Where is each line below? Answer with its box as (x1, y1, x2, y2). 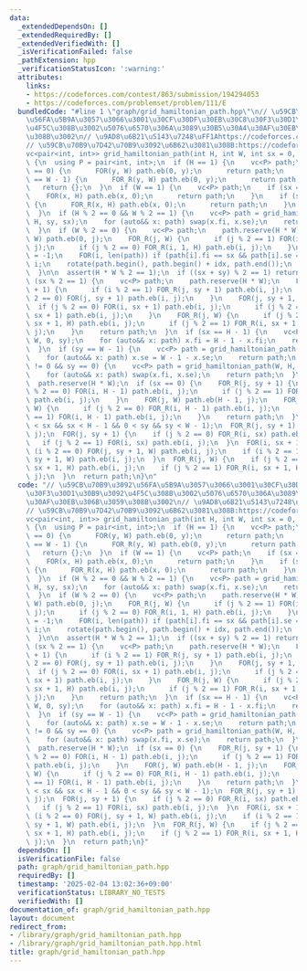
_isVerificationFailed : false (17, 47, 132, 57)
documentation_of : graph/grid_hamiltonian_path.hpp (9, 905, 210, 914)
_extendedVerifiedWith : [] (17, 38, 121, 48)
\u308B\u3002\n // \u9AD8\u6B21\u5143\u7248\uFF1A (26, 132, 219, 142)
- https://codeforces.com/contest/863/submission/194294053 (26, 90, 259, 99)
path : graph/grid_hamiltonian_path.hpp (17, 862, 170, 872)
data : (9, 13, 30, 23)
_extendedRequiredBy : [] (17, 30, 112, 39)
